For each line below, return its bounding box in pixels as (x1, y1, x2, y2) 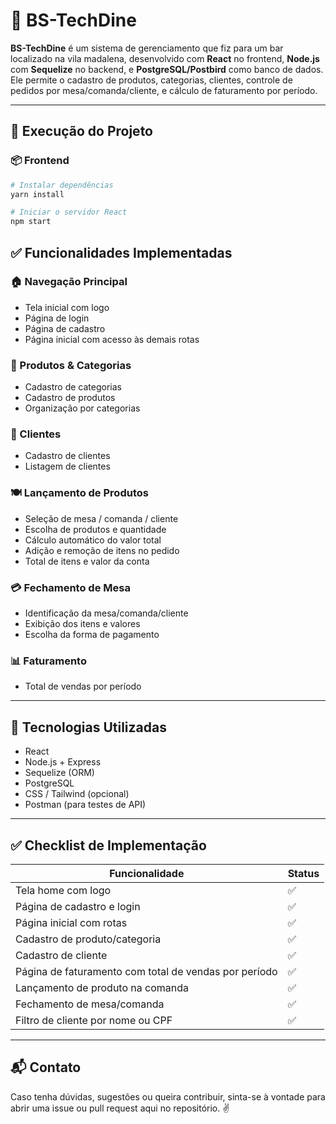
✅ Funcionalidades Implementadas (10, 244, 233, 261)
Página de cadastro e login (15, 899, 141, 913)
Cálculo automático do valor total (24, 534, 162, 546)
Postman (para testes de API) (24, 799, 147, 811)
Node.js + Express (24, 756, 102, 768)
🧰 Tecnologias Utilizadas (10, 719, 167, 736)
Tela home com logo (15, 883, 112, 897)
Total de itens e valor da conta (24, 555, 150, 567)
